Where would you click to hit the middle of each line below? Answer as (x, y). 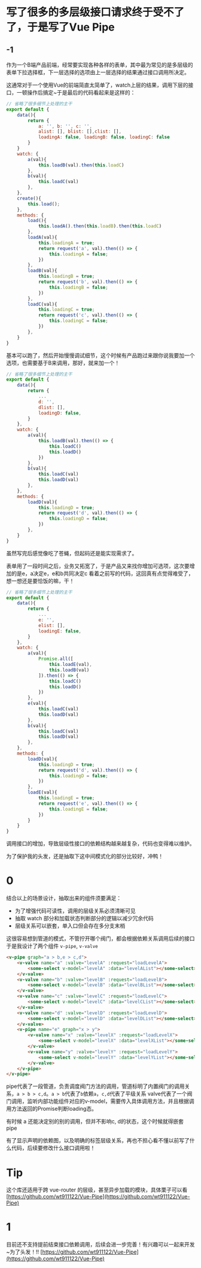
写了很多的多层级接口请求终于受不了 (95, 12)
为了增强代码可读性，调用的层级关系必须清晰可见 (75, 911)
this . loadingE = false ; (79, 809)
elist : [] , (52, 625)
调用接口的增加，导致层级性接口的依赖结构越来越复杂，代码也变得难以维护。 (100, 844)
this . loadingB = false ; (79, 287)
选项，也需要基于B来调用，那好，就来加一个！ (63, 363)
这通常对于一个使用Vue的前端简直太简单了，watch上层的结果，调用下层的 (97, 85)
